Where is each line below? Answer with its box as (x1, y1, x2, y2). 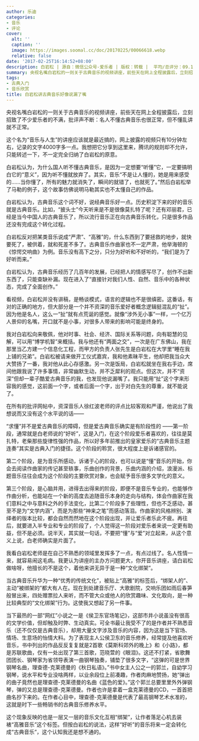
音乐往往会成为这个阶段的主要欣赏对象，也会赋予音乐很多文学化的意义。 (11, 472, 188, 479)
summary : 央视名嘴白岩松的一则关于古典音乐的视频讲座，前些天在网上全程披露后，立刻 (6, 69, 189, 75)
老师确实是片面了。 (31, 537, 79, 544)
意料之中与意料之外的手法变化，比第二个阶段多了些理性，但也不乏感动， (11, 499, 188, 506)
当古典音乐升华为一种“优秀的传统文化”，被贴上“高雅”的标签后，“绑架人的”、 (6, 577, 191, 584)
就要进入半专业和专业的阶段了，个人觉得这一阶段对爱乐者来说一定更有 (16, 522, 188, 529)
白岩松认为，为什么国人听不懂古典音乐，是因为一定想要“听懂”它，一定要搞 (6, 163, 188, 170)
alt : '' (11, 36, 31, 42)
